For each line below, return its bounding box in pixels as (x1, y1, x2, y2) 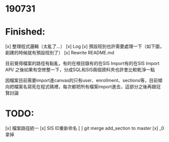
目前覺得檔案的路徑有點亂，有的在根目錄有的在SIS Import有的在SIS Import (5, 60, 160, 66)
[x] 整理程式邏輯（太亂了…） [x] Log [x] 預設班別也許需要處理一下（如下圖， (5, 43, 164, 49)
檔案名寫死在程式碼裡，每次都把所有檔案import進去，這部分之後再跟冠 (14, 84, 161, 90)
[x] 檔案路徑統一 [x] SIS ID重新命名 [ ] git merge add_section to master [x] (5, 125, 158, 131)
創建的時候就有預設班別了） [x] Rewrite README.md (5, 50, 115, 56)
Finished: (5, 26, 46, 38)
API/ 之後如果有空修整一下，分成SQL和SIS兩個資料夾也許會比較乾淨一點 (5, 66, 155, 73)
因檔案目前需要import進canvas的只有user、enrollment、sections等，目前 (5, 78, 158, 84)
